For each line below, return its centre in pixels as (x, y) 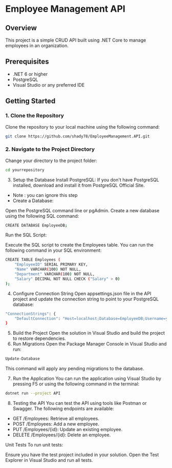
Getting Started (30, 101)
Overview (21, 28)
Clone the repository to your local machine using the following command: (83, 127)
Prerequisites (27, 62)
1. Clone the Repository (35, 116)
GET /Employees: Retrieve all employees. (56, 419)
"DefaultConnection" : (37, 318)
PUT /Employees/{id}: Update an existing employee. (68, 430)
